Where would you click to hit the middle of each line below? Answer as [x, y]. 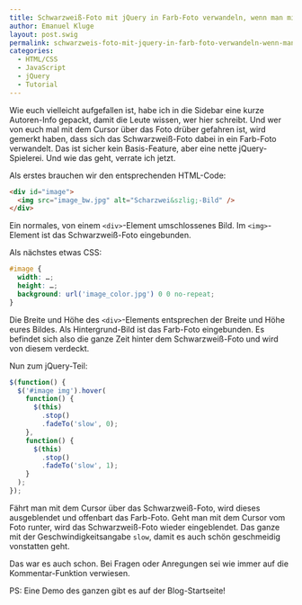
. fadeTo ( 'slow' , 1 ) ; [80, 466]
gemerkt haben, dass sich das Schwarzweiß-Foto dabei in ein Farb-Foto [143, 138]
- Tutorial [38, 85]
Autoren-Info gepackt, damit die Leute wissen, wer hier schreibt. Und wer [145, 120]
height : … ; [38, 286]
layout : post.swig [44, 34]
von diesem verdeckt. [49, 348]
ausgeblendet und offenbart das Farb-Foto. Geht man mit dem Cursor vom [147, 517]
